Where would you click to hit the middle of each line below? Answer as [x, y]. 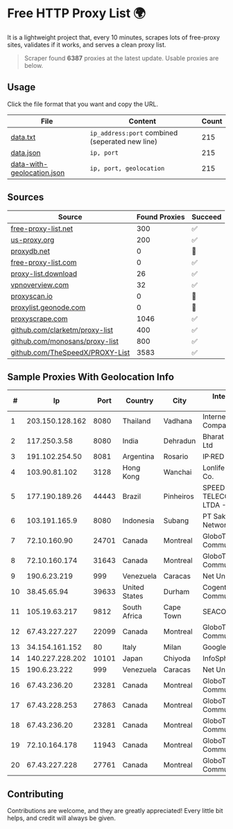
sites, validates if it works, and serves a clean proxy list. [87, 44]
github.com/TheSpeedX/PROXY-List [70, 352]
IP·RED [213, 457]
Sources [26, 197]
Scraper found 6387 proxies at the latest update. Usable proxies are [121, 58]
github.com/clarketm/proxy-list [62, 330]
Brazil [132, 496]
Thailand [137, 421]
